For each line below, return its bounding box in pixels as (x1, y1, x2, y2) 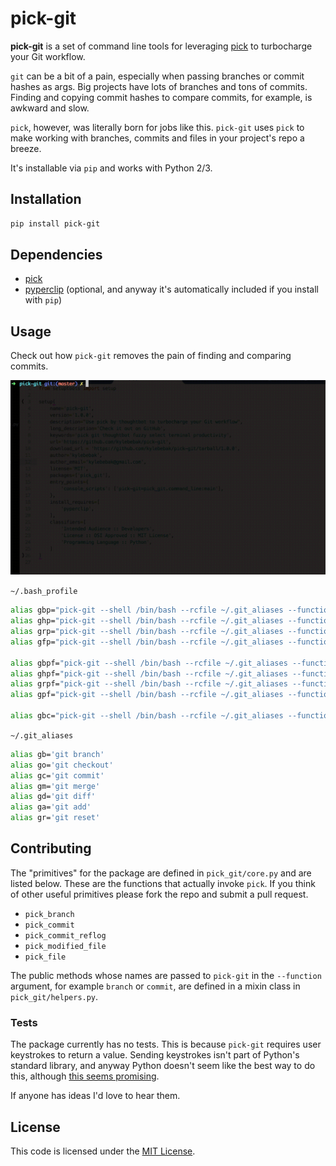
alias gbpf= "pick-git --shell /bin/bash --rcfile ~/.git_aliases (10, 658, 288, 668)
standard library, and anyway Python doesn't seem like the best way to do (10, 1060, 316, 1072)
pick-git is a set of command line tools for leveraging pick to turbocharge (10, 40, 313, 52)
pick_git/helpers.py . (10, 990, 99, 1002)
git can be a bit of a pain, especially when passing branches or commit (10, 70, 305, 82)
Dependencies (10, 247, 103, 264)
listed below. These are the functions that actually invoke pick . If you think (10, 877, 316, 889)
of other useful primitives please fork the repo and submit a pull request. (10, 888, 309, 900)
